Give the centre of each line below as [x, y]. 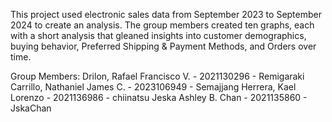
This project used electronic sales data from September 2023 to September [166, 14]
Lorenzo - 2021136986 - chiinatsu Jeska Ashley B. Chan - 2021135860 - [159, 97]
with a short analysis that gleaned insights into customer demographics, [158, 35]
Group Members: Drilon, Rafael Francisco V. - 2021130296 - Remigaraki [157, 76]
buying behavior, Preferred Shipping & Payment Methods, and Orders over [163, 46]
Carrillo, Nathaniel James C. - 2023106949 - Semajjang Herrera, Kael [153, 87]
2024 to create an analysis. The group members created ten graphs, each [162, 25]
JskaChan [31, 108]
